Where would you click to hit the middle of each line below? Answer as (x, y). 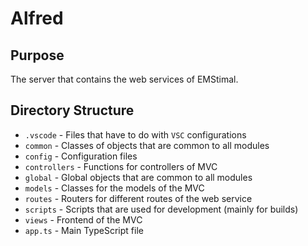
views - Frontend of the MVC (83, 219)
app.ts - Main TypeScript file (84, 230)
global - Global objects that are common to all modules (138, 177)
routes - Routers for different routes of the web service (138, 198)
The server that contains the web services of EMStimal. (124, 79)
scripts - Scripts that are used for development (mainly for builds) (161, 209)
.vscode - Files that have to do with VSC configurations (135, 134)
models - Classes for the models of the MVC (114, 188)
